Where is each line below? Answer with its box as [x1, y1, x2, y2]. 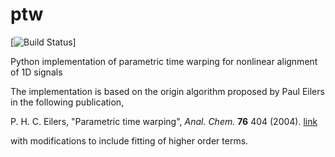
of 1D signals [10, 66, 63, 78]
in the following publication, [10, 96, 125, 108]
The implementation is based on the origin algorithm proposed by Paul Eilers [10, 85, 325, 97]
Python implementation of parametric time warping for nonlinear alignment [10, 55, 318, 67]
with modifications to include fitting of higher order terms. [10, 134, 249, 147]
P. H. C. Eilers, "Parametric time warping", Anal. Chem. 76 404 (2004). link [10, 115, 318, 127]
